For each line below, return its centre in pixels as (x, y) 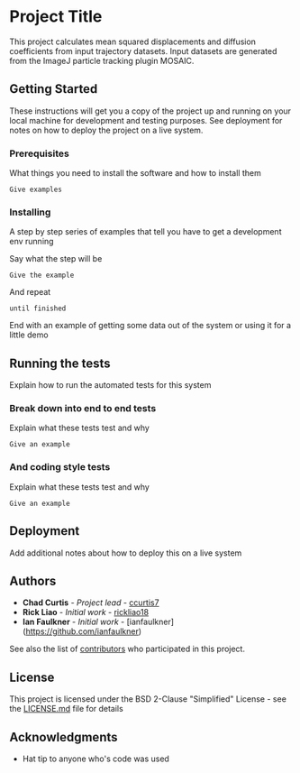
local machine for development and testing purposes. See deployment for (146, 120)
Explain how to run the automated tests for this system (110, 385)
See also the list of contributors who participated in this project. (127, 649)
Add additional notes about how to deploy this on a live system (126, 553)
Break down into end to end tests (83, 409)
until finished (38, 308)
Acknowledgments (64, 737)
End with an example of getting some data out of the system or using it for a (150, 326)
